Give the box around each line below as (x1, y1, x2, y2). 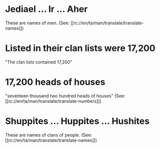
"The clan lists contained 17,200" (5, 59, 73, 65)
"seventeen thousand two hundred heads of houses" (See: (5, 93, 126, 99)
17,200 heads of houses (5, 76, 105, 88)
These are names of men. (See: (5, 20, 70, 26)
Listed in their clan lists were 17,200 (5, 43, 156, 54)
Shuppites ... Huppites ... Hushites (5, 116, 150, 127)
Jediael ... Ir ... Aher (5, 3, 88, 15)
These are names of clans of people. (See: (5, 132, 92, 138)
